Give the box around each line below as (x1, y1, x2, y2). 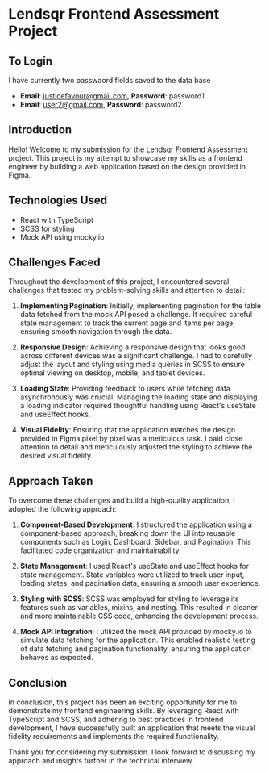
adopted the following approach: (8, 504, 117, 514)
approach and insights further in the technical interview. (8, 756, 194, 766)
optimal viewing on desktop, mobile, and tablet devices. (19, 368, 205, 378)
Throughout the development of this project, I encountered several (8, 277, 230, 286)
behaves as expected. (19, 653, 94, 662)
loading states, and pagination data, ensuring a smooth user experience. (19, 579, 261, 588)
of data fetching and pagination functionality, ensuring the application (19, 644, 252, 654)
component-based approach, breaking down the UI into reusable (19, 529, 236, 538)
